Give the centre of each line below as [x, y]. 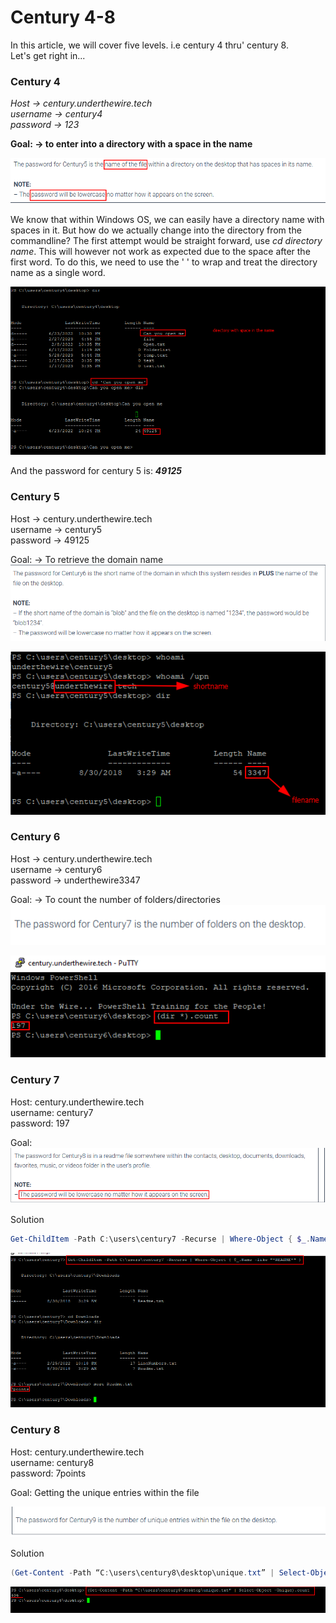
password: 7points [48, 1473]
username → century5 [56, 529]
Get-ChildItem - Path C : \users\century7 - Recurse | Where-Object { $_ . [160, 1239]
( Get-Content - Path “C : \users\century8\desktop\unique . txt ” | [142, 1573]
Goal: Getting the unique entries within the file [105, 1492]
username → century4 [56, 114]
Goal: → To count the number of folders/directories [115, 899]
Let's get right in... [48, 55]
